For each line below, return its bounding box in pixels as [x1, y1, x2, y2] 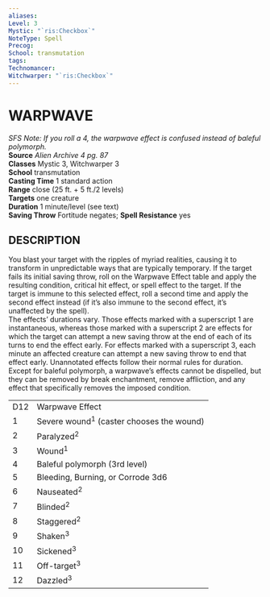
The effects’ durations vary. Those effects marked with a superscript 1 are [8, 315, 254, 325]
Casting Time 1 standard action [8, 176, 113, 185]
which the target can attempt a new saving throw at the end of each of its [8, 332, 252, 342]
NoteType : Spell [8, 34, 63, 43]
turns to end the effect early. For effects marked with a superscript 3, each [8, 340, 256, 350]
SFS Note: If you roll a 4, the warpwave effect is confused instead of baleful [8, 133, 261, 143]
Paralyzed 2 [36, 429, 79, 442]
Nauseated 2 [36, 485, 83, 498]
